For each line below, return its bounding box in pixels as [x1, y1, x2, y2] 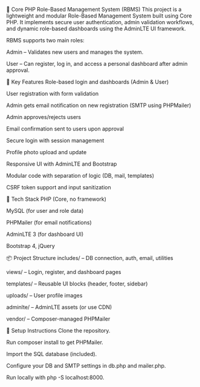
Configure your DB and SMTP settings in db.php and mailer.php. [6, 362, 166, 369]
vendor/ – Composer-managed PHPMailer [6, 315, 111, 322]
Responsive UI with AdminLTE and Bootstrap [6, 160, 117, 167]
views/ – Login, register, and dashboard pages [6, 268, 121, 275]
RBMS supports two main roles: [6, 37, 85, 44]
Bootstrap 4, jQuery [6, 242, 56, 249]
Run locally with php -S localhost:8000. [6, 374, 105, 381]
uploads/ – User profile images [6, 292, 83, 299]
